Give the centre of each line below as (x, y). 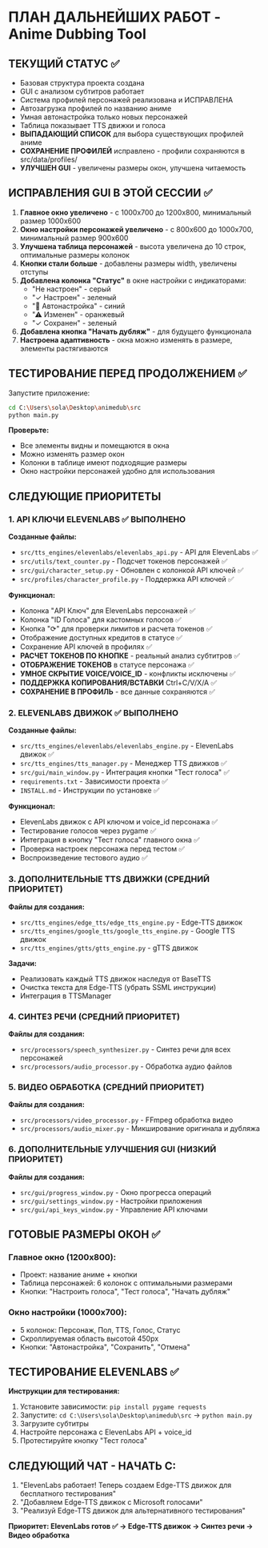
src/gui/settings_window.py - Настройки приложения (111, 1201)
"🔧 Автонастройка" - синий (78, 306)
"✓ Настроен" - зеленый (74, 297)
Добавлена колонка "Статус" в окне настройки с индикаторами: (133, 280)
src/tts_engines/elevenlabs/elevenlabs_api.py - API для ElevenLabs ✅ (139, 552)
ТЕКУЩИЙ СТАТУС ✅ (64, 64)
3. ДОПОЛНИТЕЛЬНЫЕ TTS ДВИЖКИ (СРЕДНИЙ (109, 879)
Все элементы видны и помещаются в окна (94, 446)
